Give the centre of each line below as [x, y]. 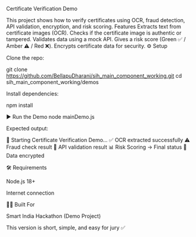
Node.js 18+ [21, 181]
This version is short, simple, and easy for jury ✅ [66, 227]
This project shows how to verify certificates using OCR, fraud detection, [96, 20]
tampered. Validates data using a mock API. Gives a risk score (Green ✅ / [96, 39]
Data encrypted [25, 156]
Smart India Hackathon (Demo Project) [54, 216]
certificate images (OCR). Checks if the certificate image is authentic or [94, 33]
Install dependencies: [32, 94]
